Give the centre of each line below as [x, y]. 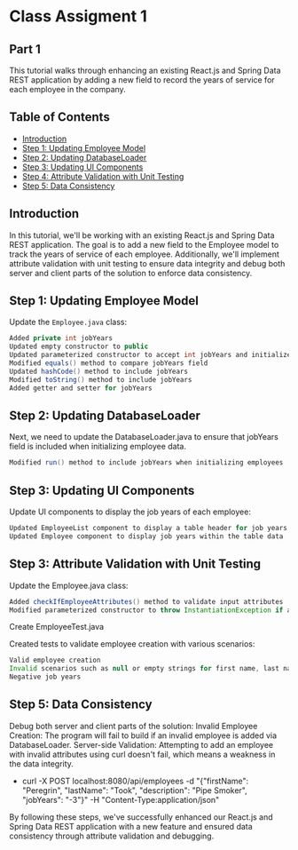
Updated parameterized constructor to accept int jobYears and [129, 355]
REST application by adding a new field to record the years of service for [142, 80]
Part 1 [25, 49]
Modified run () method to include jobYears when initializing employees [146, 463]
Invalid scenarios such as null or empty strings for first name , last [144, 669]
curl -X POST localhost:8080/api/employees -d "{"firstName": [135, 781]
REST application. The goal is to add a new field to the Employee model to [144, 244]
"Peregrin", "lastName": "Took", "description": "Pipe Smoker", [135, 790]
